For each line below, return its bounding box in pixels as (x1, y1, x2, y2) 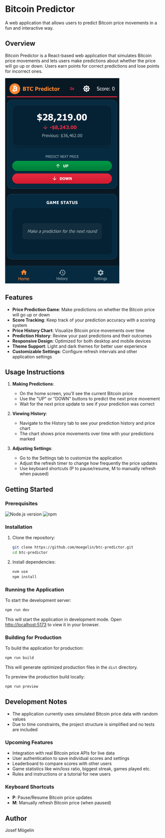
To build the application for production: (5, 645, 84, 651)
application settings (12, 354, 53, 359)
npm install (12, 574, 37, 579)
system (12, 322, 27, 328)
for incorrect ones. (5, 68, 43, 74)
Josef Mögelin (5, 827, 34, 833)
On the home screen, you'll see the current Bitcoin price (19, 391, 133, 397)
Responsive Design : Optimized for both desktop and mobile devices (12, 338, 151, 344)
